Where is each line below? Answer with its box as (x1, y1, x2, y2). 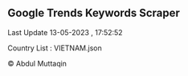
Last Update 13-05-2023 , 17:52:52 (7, 27, 123, 37)
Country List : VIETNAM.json (7, 43, 102, 53)
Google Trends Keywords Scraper (7, 6, 180, 20)
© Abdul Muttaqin (7, 58, 67, 68)
